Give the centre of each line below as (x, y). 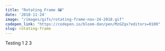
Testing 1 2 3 (19, 43)
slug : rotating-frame (28, 29)
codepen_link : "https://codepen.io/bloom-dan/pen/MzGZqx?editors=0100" (83, 24)
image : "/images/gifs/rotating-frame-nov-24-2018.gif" (65, 19)
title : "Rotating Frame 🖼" (35, 10)
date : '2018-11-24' (26, 15)
